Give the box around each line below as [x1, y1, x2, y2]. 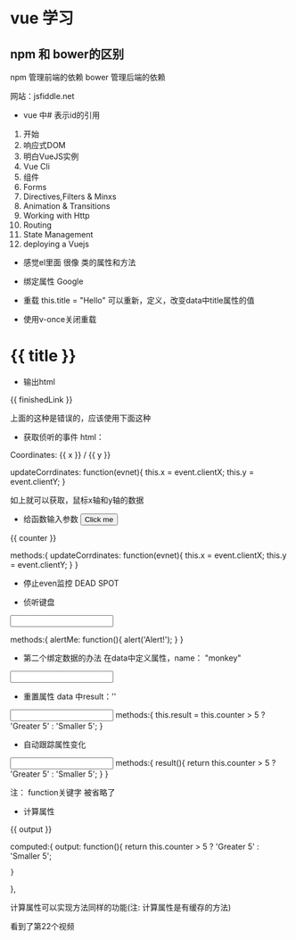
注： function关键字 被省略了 [10, 786, 116, 797]
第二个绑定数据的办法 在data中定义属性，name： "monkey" [22, 653, 242, 663]
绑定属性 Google [22, 276, 84, 287]
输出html [22, 376, 56, 387]
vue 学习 [10, 8, 74, 29]
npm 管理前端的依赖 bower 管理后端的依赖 [10, 72, 166, 82]
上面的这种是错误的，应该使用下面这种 [10, 412, 151, 423]
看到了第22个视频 [10, 920, 75, 931]
